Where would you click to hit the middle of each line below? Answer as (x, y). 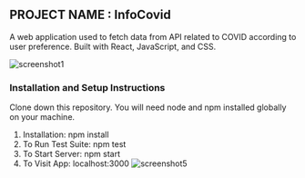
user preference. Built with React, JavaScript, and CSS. (113, 46)
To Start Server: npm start (71, 154)
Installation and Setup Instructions (87, 87)
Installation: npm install (66, 134)
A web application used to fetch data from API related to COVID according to (153, 36)
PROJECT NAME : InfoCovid (90, 15)
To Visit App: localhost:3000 (76, 163)
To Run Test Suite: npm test (74, 144)
